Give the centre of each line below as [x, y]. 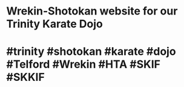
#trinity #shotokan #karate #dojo [91, 52]
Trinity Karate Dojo [54, 24]
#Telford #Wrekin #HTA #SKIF [83, 64]
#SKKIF [26, 77]
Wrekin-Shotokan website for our [92, 11]
